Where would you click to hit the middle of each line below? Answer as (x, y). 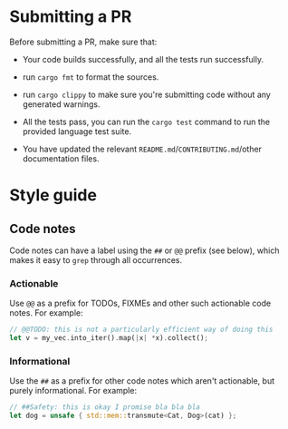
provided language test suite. (77, 131)
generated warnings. (61, 104)
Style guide (53, 195)
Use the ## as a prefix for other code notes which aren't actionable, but (142, 381)
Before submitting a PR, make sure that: (83, 42)
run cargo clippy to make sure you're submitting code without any (147, 94)
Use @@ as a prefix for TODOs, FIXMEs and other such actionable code (140, 303)
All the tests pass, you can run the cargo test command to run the (146, 122)
